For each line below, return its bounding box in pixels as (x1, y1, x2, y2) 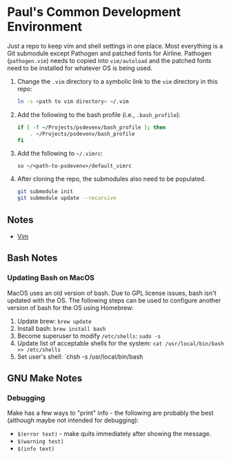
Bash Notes (7, 252, 58, 264)
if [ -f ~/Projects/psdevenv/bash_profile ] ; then (17, 124, 166, 131)
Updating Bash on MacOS (7, 273, 95, 282)
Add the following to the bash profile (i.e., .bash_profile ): (17, 110, 181, 118)
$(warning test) (17, 438, 64, 445)
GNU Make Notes (7, 372, 83, 384)
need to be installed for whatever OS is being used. (7, 64, 153, 72)
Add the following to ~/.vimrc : (17, 150, 103, 158)
